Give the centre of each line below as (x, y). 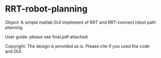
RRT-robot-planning (46, 9)
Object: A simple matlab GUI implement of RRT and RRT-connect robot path (80, 22)
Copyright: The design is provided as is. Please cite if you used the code (77, 46)
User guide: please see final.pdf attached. (47, 37)
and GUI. (14, 51)
